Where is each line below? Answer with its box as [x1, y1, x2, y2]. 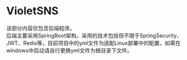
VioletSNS [6, 4, 59, 18]
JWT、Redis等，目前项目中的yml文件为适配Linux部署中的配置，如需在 [6, 39, 181, 46]
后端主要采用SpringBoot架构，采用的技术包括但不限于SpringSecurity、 [6, 31, 182, 39]
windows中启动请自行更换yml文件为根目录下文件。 [6, 46, 133, 54]
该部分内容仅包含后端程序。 [6, 24, 75, 31]
